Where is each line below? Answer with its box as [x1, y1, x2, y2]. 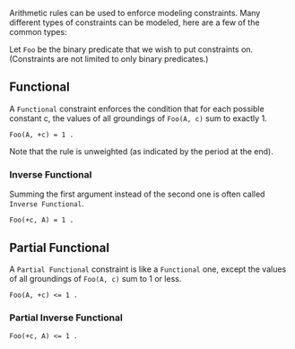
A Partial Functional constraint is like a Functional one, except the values [9, 264, 287, 275]
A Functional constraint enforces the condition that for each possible [9, 103, 265, 114]
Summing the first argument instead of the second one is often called [9, 188, 265, 200]
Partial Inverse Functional [9, 311, 123, 324]
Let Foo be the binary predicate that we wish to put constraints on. [9, 44, 254, 55]
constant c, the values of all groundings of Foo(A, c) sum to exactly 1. [9, 112, 267, 124]
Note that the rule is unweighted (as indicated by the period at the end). [9, 145, 273, 156]
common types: [9, 27, 67, 37]
